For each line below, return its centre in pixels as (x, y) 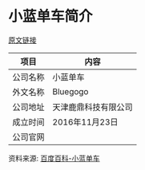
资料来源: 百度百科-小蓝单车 (54, 158)
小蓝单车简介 (51, 16)
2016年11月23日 (85, 122)
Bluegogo (70, 91)
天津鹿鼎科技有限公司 (93, 107)
